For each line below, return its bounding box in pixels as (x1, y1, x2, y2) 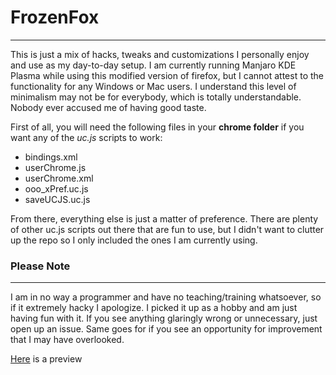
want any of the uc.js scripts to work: (10, 131, 163, 143)
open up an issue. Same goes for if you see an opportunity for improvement (10, 323, 323, 335)
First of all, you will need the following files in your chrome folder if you (10, 121, 305, 133)
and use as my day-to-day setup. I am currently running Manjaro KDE (10, 59, 297, 71)
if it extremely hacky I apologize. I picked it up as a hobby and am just (10, 302, 298, 314)
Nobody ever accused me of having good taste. (10, 101, 207, 113)
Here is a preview (10, 353, 83, 365)
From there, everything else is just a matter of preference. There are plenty (10, 212, 319, 225)
